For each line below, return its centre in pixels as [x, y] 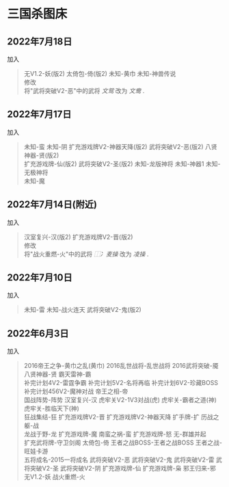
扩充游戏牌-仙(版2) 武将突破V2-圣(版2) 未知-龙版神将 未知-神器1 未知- [122, 163]
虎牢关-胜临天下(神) [52, 408]
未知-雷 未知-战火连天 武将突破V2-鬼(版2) [82, 310]
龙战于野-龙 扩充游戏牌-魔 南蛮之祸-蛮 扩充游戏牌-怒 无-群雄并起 [115, 434]
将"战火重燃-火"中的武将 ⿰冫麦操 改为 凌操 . [86, 254]
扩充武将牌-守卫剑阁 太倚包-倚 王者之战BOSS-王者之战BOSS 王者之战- [123, 443]
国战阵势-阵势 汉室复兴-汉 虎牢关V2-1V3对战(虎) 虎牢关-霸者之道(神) [120, 400]
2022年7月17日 [39, 115]
